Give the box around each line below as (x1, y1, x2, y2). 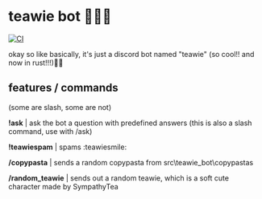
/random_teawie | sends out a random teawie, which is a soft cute (8, 173, 230, 183)
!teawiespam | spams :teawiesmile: (8, 142, 127, 152)
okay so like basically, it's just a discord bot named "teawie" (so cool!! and (8, 49, 255, 59)
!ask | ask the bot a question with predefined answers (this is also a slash (8, 118, 252, 128)
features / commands (8, 81, 119, 95)
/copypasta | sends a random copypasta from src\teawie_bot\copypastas (8, 157, 254, 167)
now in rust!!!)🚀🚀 (8, 58, 64, 67)
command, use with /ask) (8, 126, 93, 136)
